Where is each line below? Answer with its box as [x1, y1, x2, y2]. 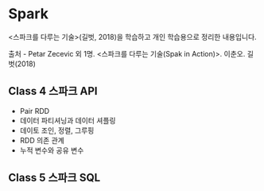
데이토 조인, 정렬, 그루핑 [19, 125, 95, 135]
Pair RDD [19, 106, 50, 115]
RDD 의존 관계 [19, 135, 65, 145]
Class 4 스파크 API [8, 84, 98, 98]
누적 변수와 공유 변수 [19, 145, 84, 155]
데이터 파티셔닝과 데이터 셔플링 [19, 115, 116, 125]
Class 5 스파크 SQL [8, 171, 101, 185]
